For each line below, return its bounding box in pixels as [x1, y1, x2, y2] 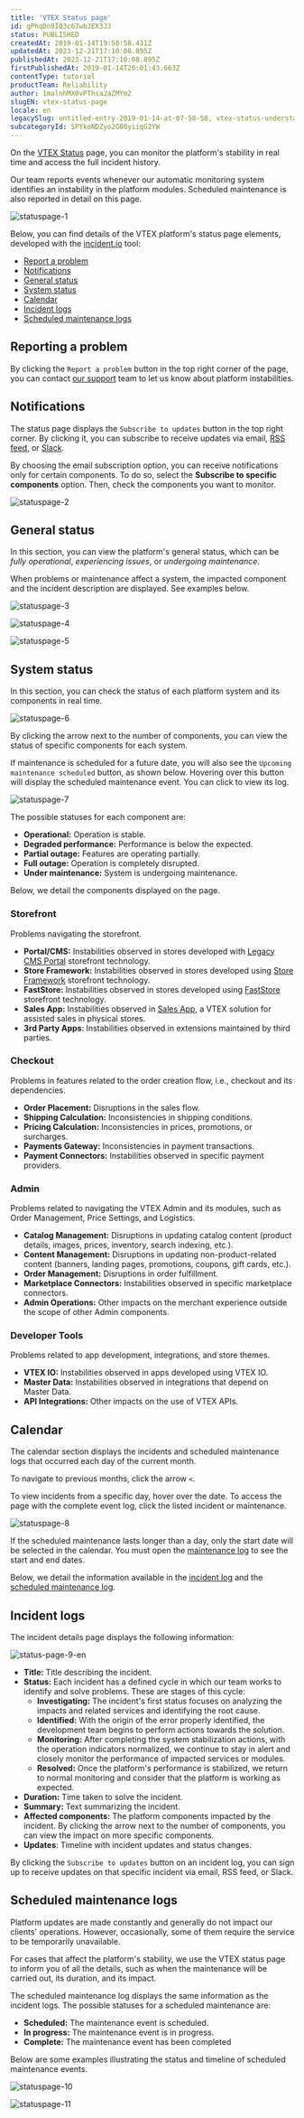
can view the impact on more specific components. [23, 1830, 215, 1841]
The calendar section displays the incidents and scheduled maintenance [10, 1446, 280, 1457]
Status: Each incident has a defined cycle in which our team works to [23, 1676, 282, 1687]
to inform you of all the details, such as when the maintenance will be [10, 1963, 268, 1973]
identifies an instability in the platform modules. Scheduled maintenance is [10, 184, 287, 194]
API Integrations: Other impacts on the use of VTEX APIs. [23, 1396, 238, 1407]
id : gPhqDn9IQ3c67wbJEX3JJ [10, 22, 112, 31]
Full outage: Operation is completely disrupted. [23, 858, 199, 869]
